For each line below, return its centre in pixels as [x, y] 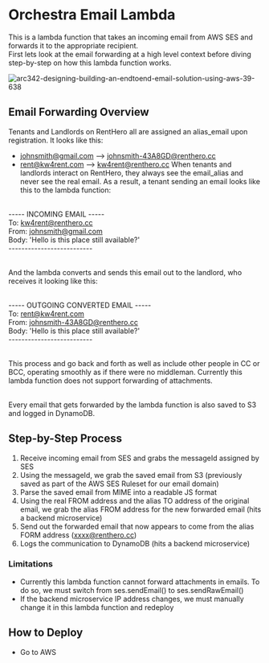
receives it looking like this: [53, 281]
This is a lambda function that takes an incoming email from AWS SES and [130, 37]
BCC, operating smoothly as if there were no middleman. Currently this [125, 372]
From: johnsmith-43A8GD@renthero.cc [73, 322]
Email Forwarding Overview [79, 112]
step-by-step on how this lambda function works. [90, 63]
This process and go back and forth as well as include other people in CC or [134, 363]
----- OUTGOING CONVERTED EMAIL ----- [80, 305]
